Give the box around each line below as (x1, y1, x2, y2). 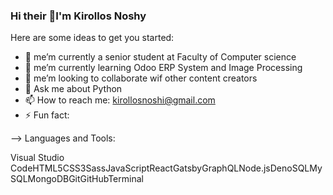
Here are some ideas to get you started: (10, 32, 175, 44)
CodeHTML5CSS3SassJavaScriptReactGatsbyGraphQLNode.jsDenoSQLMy (10, 162, 323, 174)
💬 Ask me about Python (24, 83, 123, 95)
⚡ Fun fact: (24, 109, 70, 121)
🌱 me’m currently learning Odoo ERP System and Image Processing (24, 62, 303, 74)
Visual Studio (10, 152, 65, 164)
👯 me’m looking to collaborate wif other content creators (24, 72, 258, 84)
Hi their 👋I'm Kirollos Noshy (10, 9, 147, 23)
